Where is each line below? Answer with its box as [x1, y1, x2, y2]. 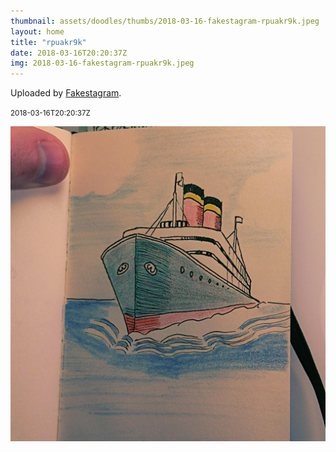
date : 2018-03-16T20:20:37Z [10, 48, 128, 58]
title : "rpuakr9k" [10, 37, 87, 47]
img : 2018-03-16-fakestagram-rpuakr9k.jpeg [10, 58, 195, 69]
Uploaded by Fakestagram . [10, 87, 122, 99]
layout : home [10, 26, 65, 37]
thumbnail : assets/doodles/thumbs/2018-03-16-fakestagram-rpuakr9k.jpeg [10, 16, 320, 26]
